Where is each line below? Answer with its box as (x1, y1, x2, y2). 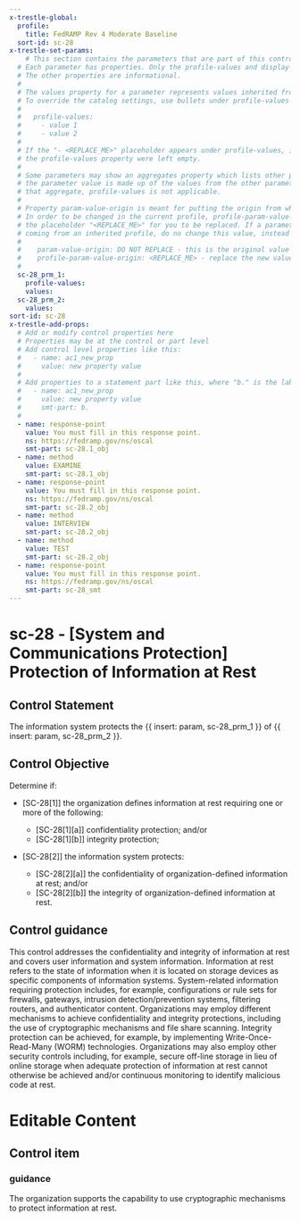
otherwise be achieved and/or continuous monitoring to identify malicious (9, 1069, 281, 1080)
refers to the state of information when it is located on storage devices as (9, 965, 279, 976)
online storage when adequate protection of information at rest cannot (9, 1060, 268, 1071)
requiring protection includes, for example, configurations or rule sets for (9, 984, 278, 995)
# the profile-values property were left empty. (17, 154, 202, 163)
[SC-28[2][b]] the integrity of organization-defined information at (35, 887, 276, 898)
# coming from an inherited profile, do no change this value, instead (17, 229, 290, 237)
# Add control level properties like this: (17, 345, 181, 353)
